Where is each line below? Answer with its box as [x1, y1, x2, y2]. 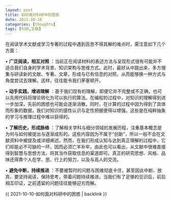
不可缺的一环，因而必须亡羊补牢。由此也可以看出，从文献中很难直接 [22, 144, 166, 150]
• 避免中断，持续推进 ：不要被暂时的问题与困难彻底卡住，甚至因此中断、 [5, 167, 158, 173]
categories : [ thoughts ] [5, 21, 56, 27]
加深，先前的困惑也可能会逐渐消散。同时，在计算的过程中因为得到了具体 [14, 101, 166, 107]
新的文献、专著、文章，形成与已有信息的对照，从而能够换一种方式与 [22, 71, 166, 77]
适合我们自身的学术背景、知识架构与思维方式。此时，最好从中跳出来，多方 [5, 65, 161, 71]
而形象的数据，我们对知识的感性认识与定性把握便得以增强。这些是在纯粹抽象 [5, 108, 166, 114]
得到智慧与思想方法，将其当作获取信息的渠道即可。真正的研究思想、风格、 [5, 150, 161, 156]
